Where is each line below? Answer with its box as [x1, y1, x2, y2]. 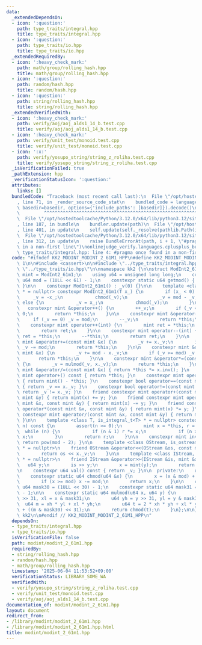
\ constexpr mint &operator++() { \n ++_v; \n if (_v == [17, 305, 200, 312]
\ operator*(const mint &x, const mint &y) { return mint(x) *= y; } [17, 406, 195, 412]
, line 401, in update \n [17, 227, 79, 233]
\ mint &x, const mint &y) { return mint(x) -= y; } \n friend [17, 401, 185, 407]
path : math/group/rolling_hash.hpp [17, 64, 106, 71]
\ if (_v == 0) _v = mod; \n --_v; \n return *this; [17, 316, 195, 322]
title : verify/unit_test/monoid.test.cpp [17, 143, 122, 149]
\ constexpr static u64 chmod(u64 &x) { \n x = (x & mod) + [17, 473, 195, 479]
